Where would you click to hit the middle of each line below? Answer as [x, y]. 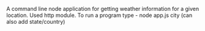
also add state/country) [36, 22]
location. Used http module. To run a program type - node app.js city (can [99, 15]
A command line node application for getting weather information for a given [103, 9]
